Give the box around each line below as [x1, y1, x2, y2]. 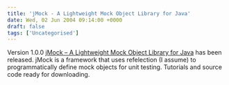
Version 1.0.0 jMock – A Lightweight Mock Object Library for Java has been [7, 48, 222, 57]
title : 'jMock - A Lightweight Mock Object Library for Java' [7, 10, 191, 17]
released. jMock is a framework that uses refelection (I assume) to [7, 56, 196, 64]
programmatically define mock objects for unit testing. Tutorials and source [7, 63, 223, 71]
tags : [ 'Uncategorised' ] [7, 29, 79, 37]
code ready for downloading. [7, 70, 90, 79]
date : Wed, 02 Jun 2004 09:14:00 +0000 [7, 17, 123, 23]
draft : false [7, 23, 45, 30]
